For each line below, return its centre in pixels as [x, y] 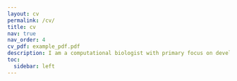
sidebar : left [34, 66]
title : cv [22, 27]
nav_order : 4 [26, 40]
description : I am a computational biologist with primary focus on [110, 54]
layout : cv [23, 14]
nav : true [22, 33]
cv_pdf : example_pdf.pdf [44, 46]
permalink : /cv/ [31, 20]
